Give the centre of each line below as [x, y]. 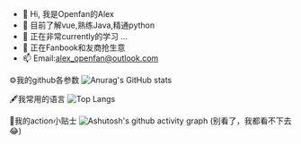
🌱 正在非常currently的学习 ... [75, 36]
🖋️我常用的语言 [37, 99]
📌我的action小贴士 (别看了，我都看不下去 [150, 121]
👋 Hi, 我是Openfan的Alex [68, 14]
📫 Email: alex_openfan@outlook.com [90, 58]
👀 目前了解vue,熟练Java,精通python [89, 25]
